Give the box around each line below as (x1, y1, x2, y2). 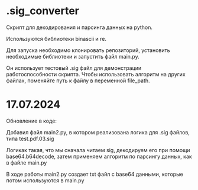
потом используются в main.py (6, 176, 85, 184)
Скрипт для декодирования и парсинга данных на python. (6, 24, 152, 31)
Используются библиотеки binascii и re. (6, 35, 106, 42)
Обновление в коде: (6, 117, 57, 124)
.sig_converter (6, 4, 80, 18)
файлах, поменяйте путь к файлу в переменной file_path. (6, 77, 150, 84)
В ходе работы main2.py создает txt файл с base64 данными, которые (6, 170, 183, 178)
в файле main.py (6, 159, 47, 166)
